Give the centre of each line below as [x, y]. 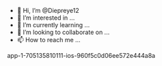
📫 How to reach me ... [49, 40]
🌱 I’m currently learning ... [53, 25]
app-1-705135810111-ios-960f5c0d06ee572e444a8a [81, 55]
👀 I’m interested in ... [46, 18]
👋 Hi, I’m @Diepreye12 [48, 11]
